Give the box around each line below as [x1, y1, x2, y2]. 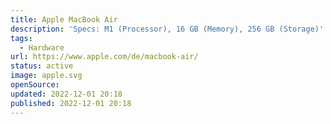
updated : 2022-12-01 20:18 [10, 89, 123, 99]
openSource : [10, 80, 60, 90]
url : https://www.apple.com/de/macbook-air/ [10, 52, 199, 62]
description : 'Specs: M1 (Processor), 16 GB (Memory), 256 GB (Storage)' [10, 24, 325, 34]
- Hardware [19, 42, 65, 53]
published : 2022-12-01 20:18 [10, 98, 132, 108]
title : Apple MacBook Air [10, 14, 118, 25]
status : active [10, 61, 74, 71]
